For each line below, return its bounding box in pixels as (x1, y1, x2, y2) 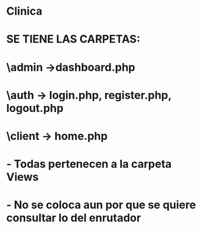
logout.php (6, 101, 64, 115)
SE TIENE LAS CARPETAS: (6, 32, 140, 46)
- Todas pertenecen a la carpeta (6, 157, 172, 171)
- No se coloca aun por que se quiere (6, 198, 197, 212)
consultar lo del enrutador (6, 211, 142, 225)
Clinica (6, 4, 43, 18)
